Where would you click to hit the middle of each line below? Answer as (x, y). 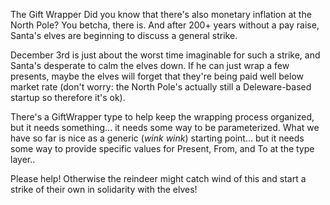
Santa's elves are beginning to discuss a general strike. (124, 35)
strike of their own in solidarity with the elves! (104, 189)
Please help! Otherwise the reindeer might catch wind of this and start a (158, 178)
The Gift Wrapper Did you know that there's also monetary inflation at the (161, 14)
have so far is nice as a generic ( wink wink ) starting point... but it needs (157, 138)
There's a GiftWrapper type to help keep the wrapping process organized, (162, 117)
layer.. (23, 159)
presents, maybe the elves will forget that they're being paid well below (157, 76)
